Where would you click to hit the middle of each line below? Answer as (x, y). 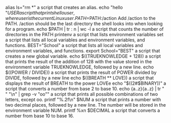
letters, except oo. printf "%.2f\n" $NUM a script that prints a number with (83, 100)
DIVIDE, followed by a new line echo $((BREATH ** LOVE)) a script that (80, 78)
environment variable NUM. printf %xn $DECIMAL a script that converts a (83, 110)
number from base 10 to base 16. (40, 116)
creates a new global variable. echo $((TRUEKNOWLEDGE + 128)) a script (83, 56)
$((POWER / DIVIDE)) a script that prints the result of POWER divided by (81, 72)
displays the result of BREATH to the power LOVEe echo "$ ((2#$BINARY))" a (86, 83)
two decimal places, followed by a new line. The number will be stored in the (86, 105)
